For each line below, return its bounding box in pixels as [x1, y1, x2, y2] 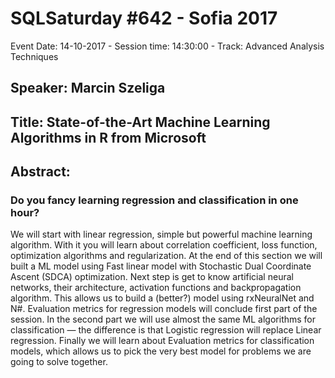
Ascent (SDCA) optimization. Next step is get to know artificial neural [10, 271, 294, 283]
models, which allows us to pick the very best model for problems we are [10, 345, 312, 357]
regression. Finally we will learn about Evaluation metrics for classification [10, 335, 315, 347]
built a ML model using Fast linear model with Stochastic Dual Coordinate [10, 260, 312, 272]
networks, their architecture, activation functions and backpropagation [10, 282, 302, 294]
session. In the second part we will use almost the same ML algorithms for [10, 313, 317, 326]
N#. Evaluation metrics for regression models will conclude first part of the [10, 303, 318, 315]
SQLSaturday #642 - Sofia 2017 [10, 7, 278, 30]
